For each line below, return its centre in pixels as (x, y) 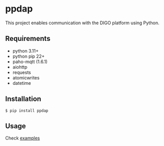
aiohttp (20, 67)
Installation (23, 99)
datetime (22, 83)
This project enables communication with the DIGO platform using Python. (83, 23)
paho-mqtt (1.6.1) (30, 62)
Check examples (23, 138)
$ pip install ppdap (27, 111)
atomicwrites (26, 78)
